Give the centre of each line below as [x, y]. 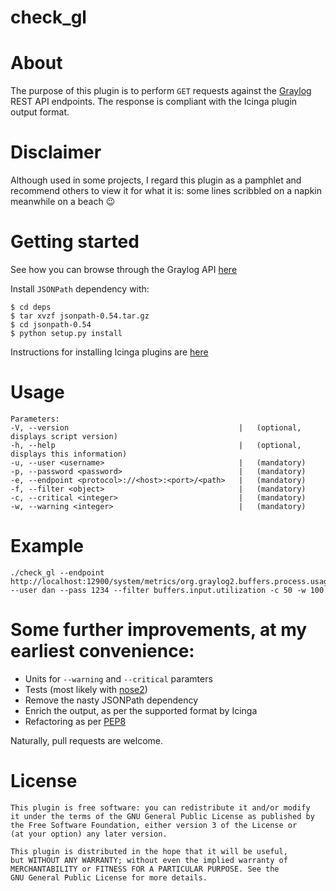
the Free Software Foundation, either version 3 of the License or [154, 825]
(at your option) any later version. [89, 834]
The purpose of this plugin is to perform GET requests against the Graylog [161, 91]
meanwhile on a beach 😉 [63, 202]
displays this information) [69, 454]
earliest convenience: [102, 651]
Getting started [75, 242]
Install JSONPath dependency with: [80, 289]
